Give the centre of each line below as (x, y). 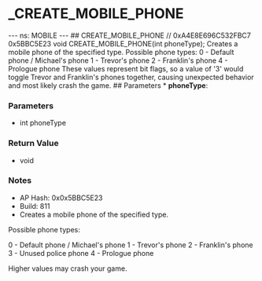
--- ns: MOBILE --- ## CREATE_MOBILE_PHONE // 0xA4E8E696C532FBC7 (130, 35)
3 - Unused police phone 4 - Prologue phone (81, 253)
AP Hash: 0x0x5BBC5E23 (61, 198)
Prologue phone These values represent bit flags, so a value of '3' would (126, 68)
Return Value (33, 144)
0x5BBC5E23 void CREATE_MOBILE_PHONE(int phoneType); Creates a (123, 43)
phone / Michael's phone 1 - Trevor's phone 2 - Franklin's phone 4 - (118, 60)
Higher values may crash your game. (68, 268)
